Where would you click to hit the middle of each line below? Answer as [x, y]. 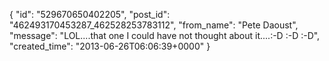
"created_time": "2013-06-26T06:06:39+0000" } [110, 46]
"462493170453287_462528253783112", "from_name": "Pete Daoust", [154, 25]
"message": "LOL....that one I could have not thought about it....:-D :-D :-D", [165, 35]
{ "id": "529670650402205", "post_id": [90, 14]
